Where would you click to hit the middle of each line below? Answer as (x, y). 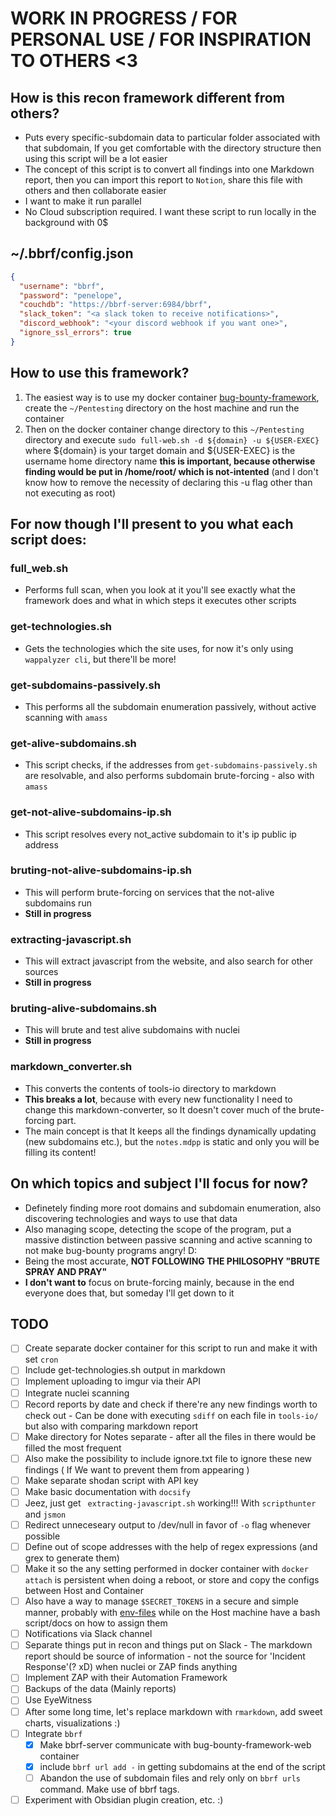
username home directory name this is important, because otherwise (170, 461)
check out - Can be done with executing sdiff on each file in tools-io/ (171, 1415)
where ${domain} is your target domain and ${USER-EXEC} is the (160, 450)
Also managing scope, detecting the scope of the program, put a (158, 1229)
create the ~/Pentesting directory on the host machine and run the (162, 408)
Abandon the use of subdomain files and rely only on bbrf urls (170, 1778)
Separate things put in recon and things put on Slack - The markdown (168, 1645)
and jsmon (45, 1514)
